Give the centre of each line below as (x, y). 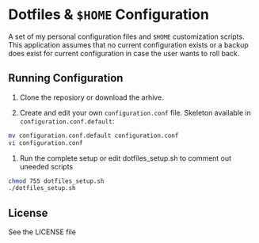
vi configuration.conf (46, 143)
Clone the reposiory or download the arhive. (91, 97)
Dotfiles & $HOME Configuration (109, 15)
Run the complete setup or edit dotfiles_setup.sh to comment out (126, 158)
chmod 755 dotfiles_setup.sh (56, 181)
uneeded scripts (46, 166)
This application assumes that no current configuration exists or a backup (129, 44)
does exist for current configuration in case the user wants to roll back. (124, 53)
